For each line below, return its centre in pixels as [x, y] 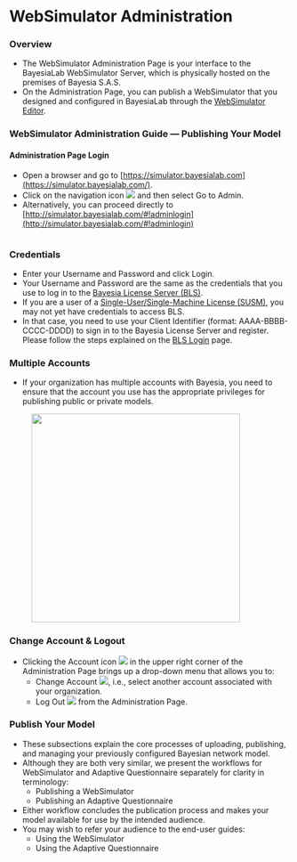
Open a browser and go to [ [72, 175]
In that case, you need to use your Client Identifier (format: [129, 321]
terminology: [45, 782]
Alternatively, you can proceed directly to [97, 204]
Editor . [34, 111]
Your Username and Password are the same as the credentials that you [152, 283]
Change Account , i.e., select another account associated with [154, 681]
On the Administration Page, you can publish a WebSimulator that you [149, 92]
